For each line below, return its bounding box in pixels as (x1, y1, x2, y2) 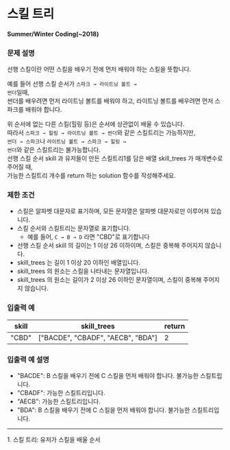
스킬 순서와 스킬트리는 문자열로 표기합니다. (16, 224, 131, 233)
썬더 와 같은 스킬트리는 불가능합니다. (7, 145, 101, 154)
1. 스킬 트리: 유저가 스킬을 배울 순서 (7, 435, 101, 443)
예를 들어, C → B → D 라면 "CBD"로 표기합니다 (27, 233, 150, 241)
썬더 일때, (7, 88, 29, 97)
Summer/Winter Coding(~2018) (7, 29, 99, 38)
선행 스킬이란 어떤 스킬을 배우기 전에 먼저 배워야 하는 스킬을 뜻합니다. (7, 65, 192, 73)
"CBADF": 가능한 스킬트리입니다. (16, 388, 105, 396)
